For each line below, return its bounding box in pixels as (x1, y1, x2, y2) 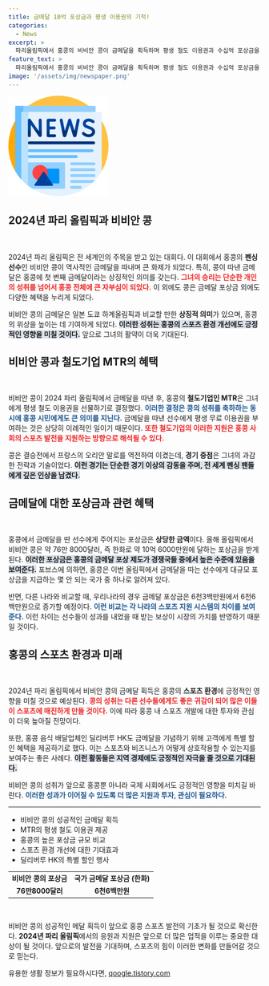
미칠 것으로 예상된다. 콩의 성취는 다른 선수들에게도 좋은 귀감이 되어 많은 (22, 696, 243, 705)
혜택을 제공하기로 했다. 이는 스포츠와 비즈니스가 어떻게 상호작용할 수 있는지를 (16, 743, 256, 753)
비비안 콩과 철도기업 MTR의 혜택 (8, 355, 159, 368)
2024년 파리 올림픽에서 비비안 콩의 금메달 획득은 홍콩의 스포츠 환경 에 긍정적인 (8, 686, 252, 696)
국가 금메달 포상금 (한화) (74, 873, 151, 883)
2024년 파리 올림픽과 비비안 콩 (8, 213, 152, 228)
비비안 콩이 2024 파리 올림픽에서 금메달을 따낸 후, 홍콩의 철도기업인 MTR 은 (8, 393, 244, 403)
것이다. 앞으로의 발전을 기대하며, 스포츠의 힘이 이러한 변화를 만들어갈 (31, 941, 246, 951)
